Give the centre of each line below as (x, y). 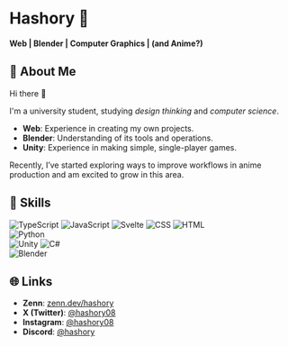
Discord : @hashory (58, 332)
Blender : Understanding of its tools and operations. (117, 138)
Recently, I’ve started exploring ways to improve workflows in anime (135, 165)
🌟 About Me (43, 72)
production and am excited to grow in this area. (97, 174)
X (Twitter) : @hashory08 (69, 313)
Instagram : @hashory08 (68, 323)
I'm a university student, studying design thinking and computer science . (144, 111)
